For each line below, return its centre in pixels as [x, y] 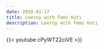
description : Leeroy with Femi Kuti [52, 23]
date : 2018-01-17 [28, 12]
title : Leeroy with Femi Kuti [44, 17]
